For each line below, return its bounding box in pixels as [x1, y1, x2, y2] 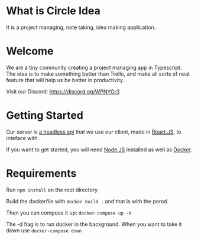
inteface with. [6, 134, 40, 141]
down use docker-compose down [6, 226, 82, 234]
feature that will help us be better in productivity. [6, 76, 125, 83]
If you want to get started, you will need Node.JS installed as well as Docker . [6, 146, 193, 153]
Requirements [6, 167, 77, 180]
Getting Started [6, 109, 84, 122]
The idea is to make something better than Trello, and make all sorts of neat [6, 70, 190, 77]
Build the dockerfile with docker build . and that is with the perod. [6, 197, 169, 205]
